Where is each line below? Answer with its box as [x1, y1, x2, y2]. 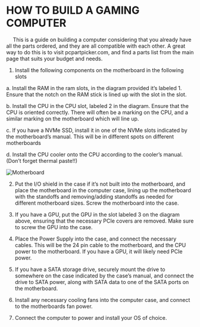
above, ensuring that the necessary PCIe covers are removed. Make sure [14, 217, 194, 224]
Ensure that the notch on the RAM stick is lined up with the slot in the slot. [6, 91, 187, 98]
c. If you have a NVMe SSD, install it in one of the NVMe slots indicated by [6, 127, 187, 134]
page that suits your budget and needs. [6, 55, 103, 62]
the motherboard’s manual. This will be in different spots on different [6, 132, 174, 140]
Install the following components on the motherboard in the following [14, 66, 184, 73]
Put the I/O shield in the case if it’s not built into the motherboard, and [14, 180, 186, 187]
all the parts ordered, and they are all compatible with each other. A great [6, 42, 186, 50]
